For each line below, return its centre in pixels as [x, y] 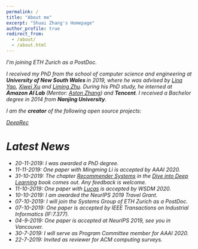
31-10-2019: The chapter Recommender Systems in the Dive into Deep [101, 176]
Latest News [38, 147]
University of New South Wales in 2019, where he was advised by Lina [94, 80]
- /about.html [29, 45]
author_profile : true [33, 28]
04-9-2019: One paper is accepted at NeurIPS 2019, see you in [93, 220]
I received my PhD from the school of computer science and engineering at [99, 74]
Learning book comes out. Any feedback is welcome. [80, 182]
